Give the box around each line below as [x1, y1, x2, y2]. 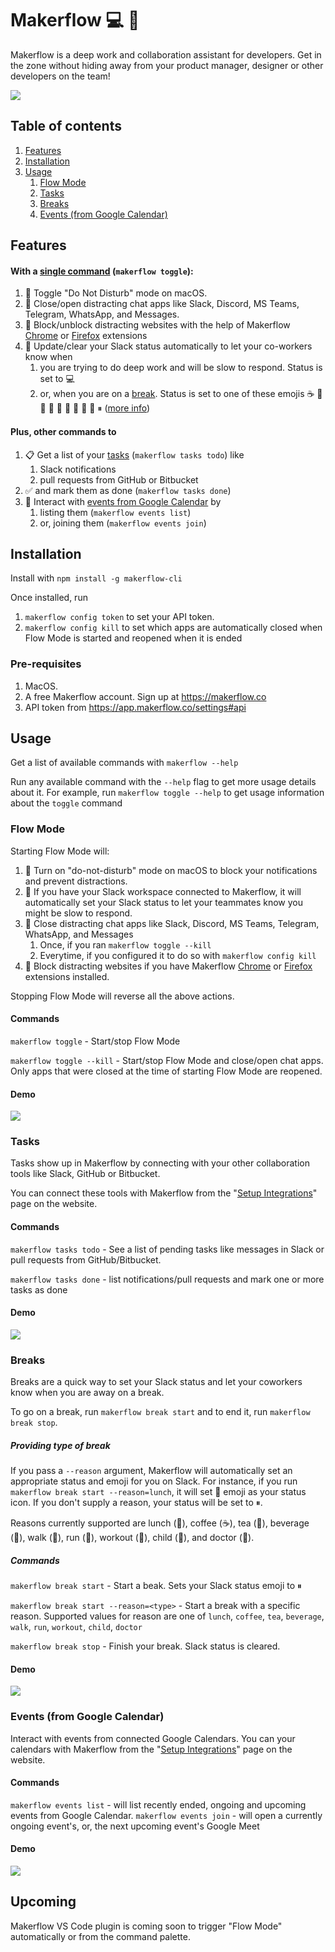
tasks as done [10, 1283, 68, 1296]
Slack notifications [39, 463, 117, 475]
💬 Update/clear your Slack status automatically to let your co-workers [24, 340, 313, 352]
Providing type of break [10, 1439, 111, 1451]
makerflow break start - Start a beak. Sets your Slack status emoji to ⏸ [10, 1580, 302, 1592]
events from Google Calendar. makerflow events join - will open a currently [10, 1809, 323, 1821]
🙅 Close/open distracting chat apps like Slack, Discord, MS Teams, [24, 298, 300, 310]
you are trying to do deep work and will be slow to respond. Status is [39, 362, 323, 374]
